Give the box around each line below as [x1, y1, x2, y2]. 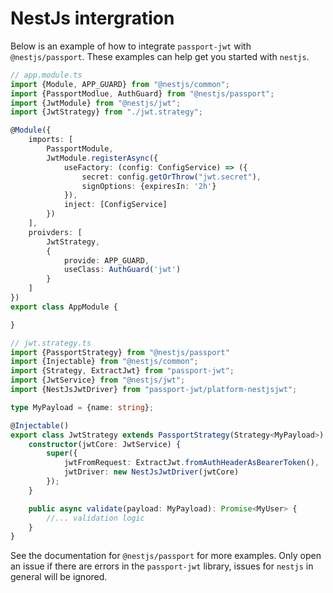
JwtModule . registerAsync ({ [46, 153, 159, 163]
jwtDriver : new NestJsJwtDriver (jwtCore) [63, 467, 240, 477]
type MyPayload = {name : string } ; [10, 402, 155, 412]
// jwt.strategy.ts [10, 338, 92, 348]
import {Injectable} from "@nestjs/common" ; [10, 357, 199, 367]
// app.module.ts [10, 70, 83, 80]
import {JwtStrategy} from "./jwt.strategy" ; [10, 107, 203, 117]
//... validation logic [46, 513, 145, 523]
